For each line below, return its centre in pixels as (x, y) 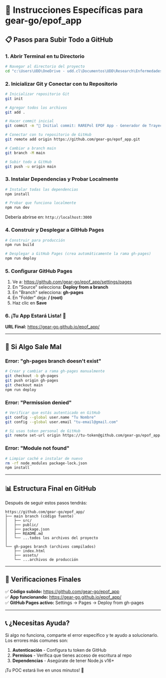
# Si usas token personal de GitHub (43, 431)
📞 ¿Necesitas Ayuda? (38, 623)
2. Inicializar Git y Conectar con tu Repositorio (61, 84)
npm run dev (17, 208)
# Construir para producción (35, 240)
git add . (15, 112)
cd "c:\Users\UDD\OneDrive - (35, 71)
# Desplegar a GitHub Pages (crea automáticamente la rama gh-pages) (78, 254)
